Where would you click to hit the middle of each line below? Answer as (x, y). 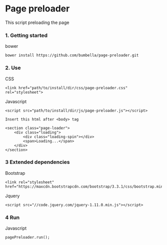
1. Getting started (27, 35)
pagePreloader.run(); (28, 238)
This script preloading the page (37, 22)
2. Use (13, 68)
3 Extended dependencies (38, 162)
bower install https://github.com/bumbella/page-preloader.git (72, 55)
